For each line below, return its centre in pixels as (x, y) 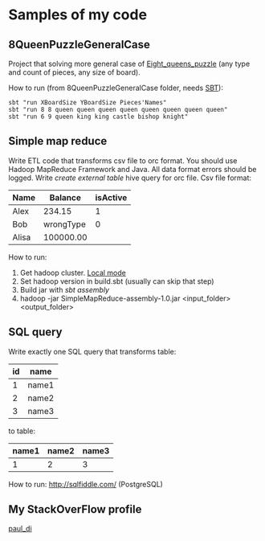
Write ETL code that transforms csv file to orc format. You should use (123, 160)
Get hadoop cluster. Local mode (73, 273)
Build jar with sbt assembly (65, 289)
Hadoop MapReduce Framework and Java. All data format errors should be (132, 169)
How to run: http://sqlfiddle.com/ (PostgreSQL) (86, 484)
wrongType (64, 224)
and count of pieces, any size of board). (74, 72)
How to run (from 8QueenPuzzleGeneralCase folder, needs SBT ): (116, 88)
